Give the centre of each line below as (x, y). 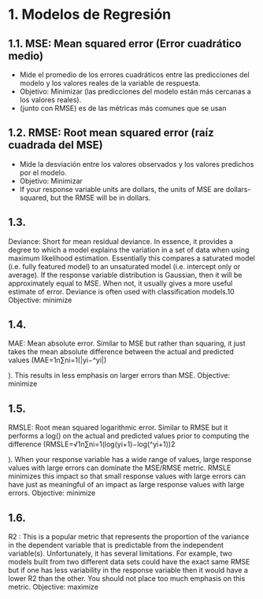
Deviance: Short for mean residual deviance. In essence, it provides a (121, 241)
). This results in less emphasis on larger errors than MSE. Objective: (119, 375)
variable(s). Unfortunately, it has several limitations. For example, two (120, 553)
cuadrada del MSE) (56, 145)
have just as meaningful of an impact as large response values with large (126, 485)
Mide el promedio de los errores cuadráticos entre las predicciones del (134, 75)
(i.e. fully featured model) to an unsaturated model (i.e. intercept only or (124, 266)
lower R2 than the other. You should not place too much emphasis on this (127, 579)
